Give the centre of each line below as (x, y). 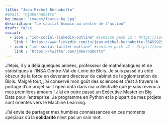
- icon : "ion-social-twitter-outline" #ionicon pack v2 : (72, 47)
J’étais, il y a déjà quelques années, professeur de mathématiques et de (79, 65)
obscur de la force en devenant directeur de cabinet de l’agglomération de (81, 76)
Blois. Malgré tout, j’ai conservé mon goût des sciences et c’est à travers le (82, 81)
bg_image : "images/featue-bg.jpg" (41, 19)
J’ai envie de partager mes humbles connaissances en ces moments (75, 112)
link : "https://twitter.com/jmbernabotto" (60, 51)
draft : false (19, 28)
